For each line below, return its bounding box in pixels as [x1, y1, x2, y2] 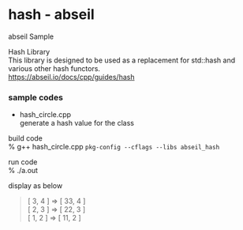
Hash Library [8, 47, 50, 56]
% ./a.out [8, 166, 38, 175]
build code [8, 134, 43, 143]
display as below [8, 181, 63, 190]
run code [8, 157, 38, 167]
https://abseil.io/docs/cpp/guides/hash [8, 72, 135, 81]
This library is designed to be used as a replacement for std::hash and [8, 55, 236, 65]
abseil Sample [8, 32, 54, 41]
